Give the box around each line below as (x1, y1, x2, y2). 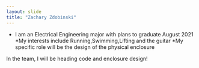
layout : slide (6, 8, 42, 15)
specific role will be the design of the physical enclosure (14, 43, 155, 51)
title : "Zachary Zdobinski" (6, 14, 77, 20)
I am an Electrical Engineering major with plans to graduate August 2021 (14, 30, 194, 38)
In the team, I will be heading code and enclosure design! (6, 55, 148, 62)
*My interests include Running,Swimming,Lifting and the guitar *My (14, 37, 183, 44)
